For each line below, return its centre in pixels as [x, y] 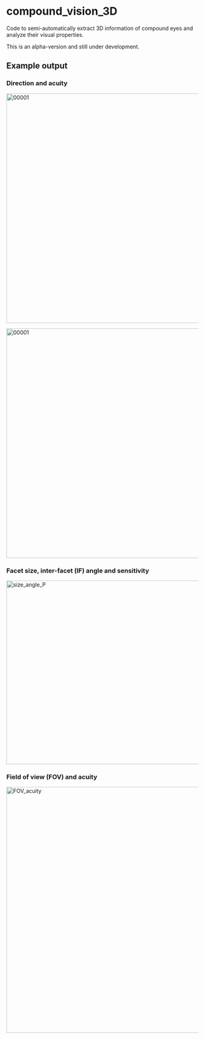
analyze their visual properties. [45, 34]
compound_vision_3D [62, 11]
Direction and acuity [37, 83]
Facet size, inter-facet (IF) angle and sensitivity [78, 571]
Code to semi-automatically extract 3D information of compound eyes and [100, 28]
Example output [37, 66]
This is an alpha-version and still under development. [73, 47]
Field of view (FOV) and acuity [52, 777]
